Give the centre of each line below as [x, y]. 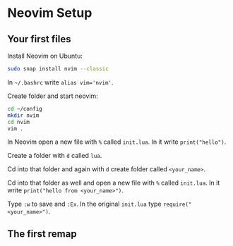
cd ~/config [25, 109]
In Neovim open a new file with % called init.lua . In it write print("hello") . [117, 142]
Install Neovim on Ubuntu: [45, 56]
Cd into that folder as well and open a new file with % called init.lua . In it [114, 183]
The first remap [42, 234]
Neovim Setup [50, 13]
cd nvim [19, 122]
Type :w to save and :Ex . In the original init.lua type [84, 204]
